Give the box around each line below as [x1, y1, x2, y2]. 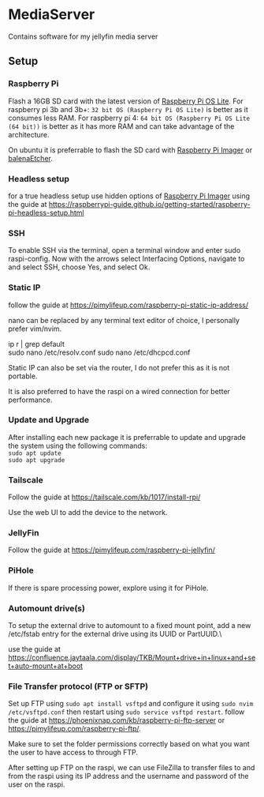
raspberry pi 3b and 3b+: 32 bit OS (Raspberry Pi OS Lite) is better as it [8, 104, 248, 114]
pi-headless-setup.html [8, 208, 84, 217]
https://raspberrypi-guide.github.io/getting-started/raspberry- [48, 199, 251, 209]
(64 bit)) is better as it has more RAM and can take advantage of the [8, 121, 235, 131]
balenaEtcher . [8, 153, 53, 163]
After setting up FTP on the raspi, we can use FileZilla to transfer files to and [8, 763, 255, 773]
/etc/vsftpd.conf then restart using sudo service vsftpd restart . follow [8, 707, 245, 716]
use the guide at [8, 645, 61, 653]
